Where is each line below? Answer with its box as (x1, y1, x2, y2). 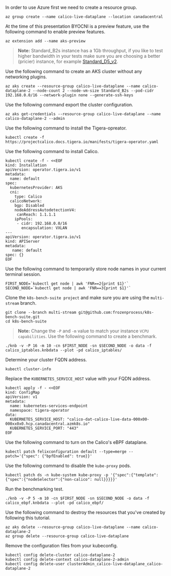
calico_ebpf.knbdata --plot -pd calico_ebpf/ (5, 500, 104, 505)
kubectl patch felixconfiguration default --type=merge (5, 449, 127, 454)
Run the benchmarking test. (5, 486, 64, 492)
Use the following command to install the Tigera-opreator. (5, 125, 127, 131)
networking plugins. (5, 74, 47, 80)
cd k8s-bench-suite (5, 319, 47, 324)
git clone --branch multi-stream (5, 310, 77, 315)
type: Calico (14, 194, 42, 199)
